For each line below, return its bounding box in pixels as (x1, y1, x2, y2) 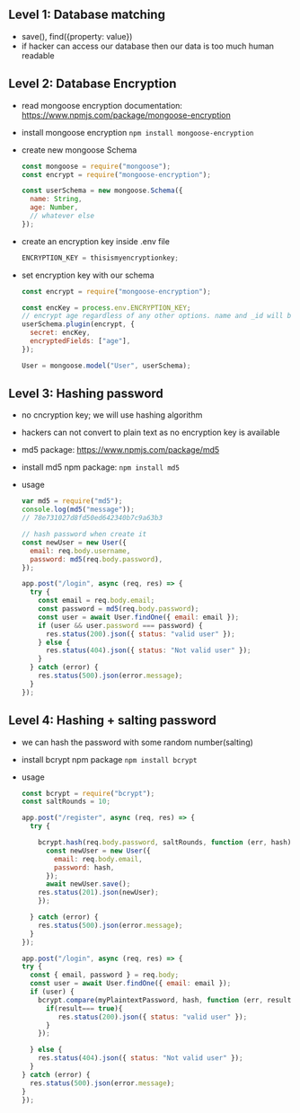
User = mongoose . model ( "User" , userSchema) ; (21, 361, 191, 370)
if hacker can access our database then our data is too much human (21, 40, 275, 51)
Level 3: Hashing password (8, 386, 163, 402)
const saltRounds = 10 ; (21, 797, 111, 807)
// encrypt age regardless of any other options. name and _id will (21, 312, 284, 321)
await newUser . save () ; (45, 879, 131, 888)
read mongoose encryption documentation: (21, 100, 183, 110)
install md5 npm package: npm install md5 (21, 462, 181, 473)
